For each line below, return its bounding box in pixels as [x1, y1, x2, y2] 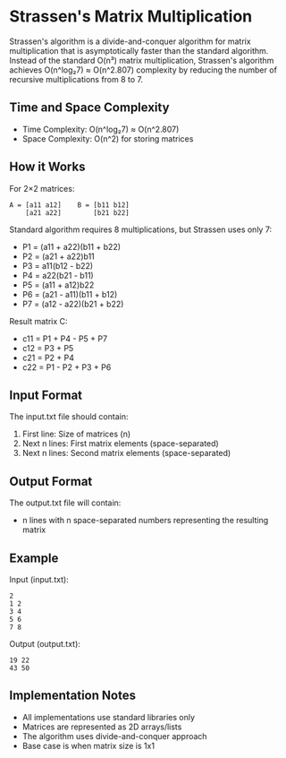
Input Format [9, 387, 83, 402]
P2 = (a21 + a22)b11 [21, 251, 96, 262]
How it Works [9, 159, 86, 175]
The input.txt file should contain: [9, 411, 129, 422]
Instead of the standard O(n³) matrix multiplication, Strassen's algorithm [9, 55, 274, 65]
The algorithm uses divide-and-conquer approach [21, 730, 207, 741]
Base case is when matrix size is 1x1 [21, 740, 155, 751]
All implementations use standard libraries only [21, 711, 195, 722]
